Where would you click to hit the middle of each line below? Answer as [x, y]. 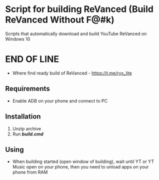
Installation [23, 117]
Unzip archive [27, 128]
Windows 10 [18, 39]
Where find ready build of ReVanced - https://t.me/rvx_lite [72, 73]
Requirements [27, 89]
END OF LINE [32, 59]
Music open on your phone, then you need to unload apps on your [80, 167]
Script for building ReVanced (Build [79, 9]
